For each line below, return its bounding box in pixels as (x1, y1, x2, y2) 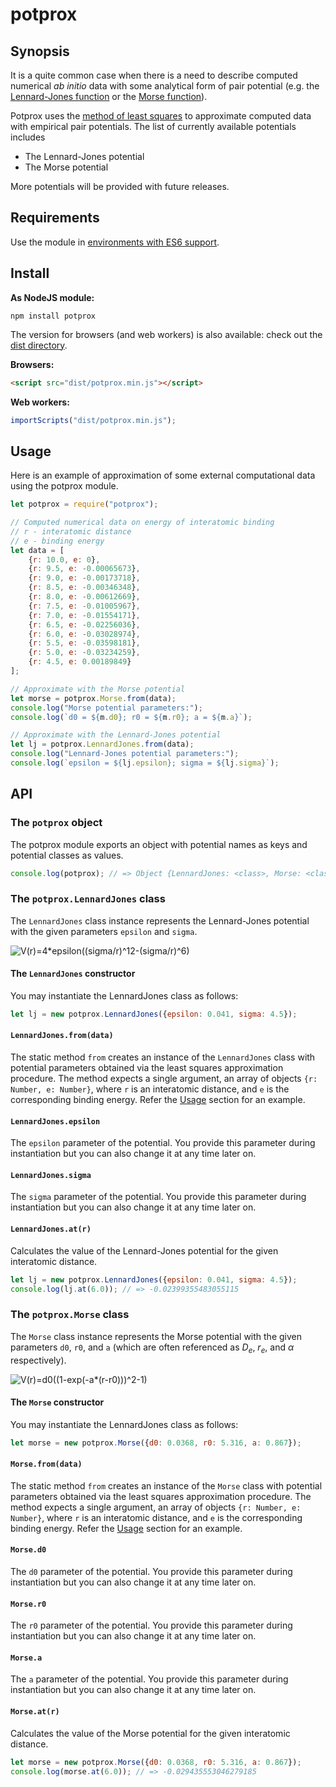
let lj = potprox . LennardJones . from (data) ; (10, 739, 195, 750)
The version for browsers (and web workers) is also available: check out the (10, 328, 323, 340)
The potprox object (10, 816, 103, 830)
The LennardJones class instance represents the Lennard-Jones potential (10, 914, 310, 927)
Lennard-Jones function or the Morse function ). (10, 91, 208, 102)
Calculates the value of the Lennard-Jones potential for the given (10, 1244, 279, 1257)
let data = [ (10, 545, 65, 555)
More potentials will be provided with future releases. (10, 181, 230, 192)
